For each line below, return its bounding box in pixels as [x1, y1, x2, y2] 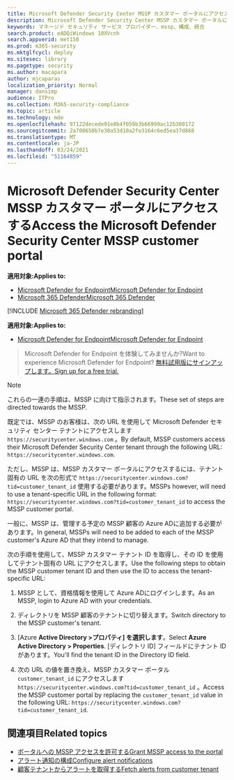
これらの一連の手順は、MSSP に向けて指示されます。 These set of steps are [7, 395, 224, 404]
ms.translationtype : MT [7, 133, 77, 140]
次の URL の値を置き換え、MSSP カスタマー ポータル [17, 665, 170, 674]
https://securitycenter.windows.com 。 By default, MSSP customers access [7, 434, 226, 443]
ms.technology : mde [7, 114, 64, 121]
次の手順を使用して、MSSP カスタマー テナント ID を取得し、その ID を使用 [7, 550, 224, 559]
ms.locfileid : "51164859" [7, 153, 82, 161]
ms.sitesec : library [7, 56, 68, 63]
